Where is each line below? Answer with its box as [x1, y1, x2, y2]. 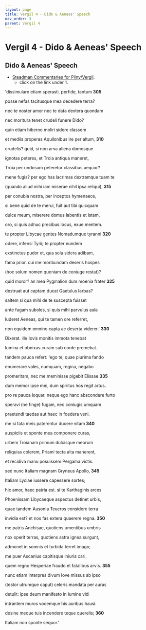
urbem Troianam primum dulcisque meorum [5, 440, 93, 446]
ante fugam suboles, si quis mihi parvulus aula [5, 307, 98, 313]
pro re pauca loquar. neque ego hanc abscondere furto [5, 392, 115, 398]
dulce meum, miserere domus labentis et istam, [5, 212, 100, 218]
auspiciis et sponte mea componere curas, [5, 430, 91, 436]
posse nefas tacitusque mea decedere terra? [5, 98, 95, 104]
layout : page [5, 7, 32, 12]
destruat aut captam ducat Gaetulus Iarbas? [5, 288, 93, 294]
